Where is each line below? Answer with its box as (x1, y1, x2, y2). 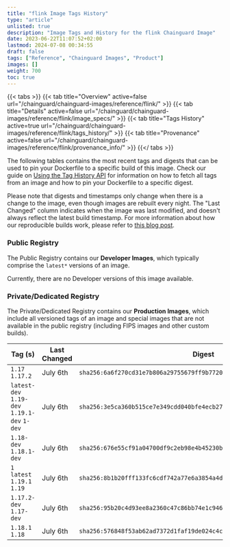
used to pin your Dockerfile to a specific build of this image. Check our (7, 164, 207, 172)
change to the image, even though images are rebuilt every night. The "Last (7, 199, 220, 208)
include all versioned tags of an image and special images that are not (7, 314, 205, 322)
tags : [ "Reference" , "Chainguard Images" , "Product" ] (7, 55, 164, 62)
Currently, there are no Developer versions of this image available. (7, 274, 194, 282)
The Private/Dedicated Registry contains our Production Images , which (7, 306, 209, 315)
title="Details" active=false (7, 107, 83, 115)
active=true (7, 121, 40, 130)
